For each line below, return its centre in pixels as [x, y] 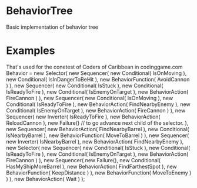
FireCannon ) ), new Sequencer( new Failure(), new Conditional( [83, 160]
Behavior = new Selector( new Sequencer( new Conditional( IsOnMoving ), [96, 73]
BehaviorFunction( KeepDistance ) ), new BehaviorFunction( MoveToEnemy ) [99, 172]
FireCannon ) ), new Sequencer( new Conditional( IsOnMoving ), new [90, 98]
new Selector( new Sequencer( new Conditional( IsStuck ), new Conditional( [98, 148]
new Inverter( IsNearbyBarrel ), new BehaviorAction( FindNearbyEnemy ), [95, 141]
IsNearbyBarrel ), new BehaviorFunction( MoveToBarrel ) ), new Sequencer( [98, 135]
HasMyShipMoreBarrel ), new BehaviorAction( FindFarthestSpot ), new [92, 166]
